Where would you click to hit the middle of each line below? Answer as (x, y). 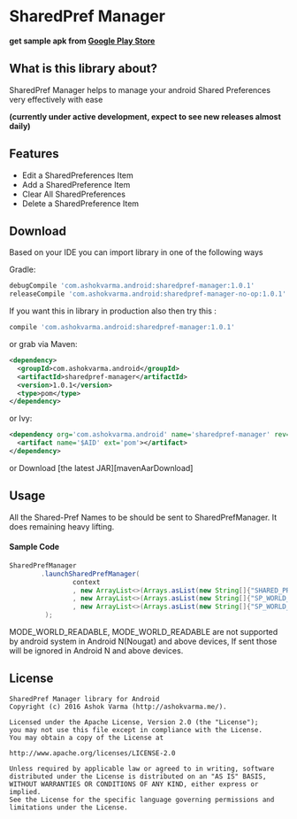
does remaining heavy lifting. (62, 526)
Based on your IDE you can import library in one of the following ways (136, 252)
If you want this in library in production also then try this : (113, 311)
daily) (20, 126)
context (86, 582)
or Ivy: (21, 419)
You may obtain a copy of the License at (87, 738)
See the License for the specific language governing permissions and (142, 800)
